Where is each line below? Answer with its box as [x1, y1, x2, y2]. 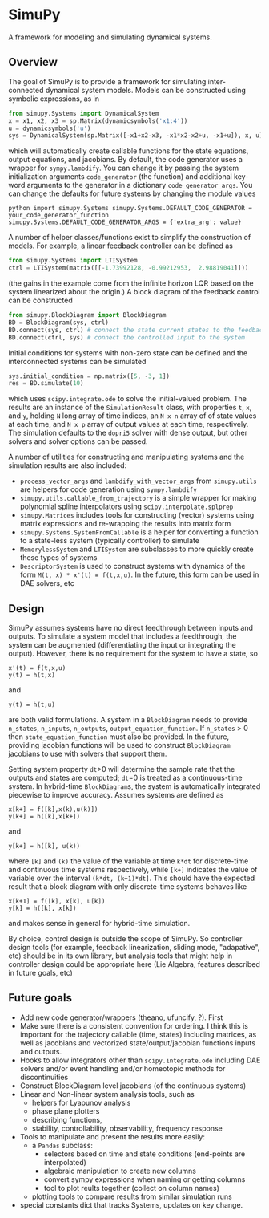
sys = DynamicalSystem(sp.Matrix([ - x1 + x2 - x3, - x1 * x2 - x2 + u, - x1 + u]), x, [8, 132, 253, 140]
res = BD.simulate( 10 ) [8, 380, 84, 388]
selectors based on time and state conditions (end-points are [43, 1149, 246, 1159]
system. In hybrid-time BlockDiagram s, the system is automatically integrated [8, 782, 261, 791]
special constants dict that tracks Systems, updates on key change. [19, 1200, 243, 1209]
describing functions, [31, 1114, 102, 1124]
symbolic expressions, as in [8, 94, 100, 104]
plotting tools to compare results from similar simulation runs [31, 1192, 232, 1201]
